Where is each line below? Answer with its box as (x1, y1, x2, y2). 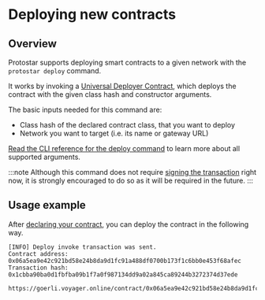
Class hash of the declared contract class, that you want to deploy (19, 120, 235, 129)
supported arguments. (8, 152, 81, 161)
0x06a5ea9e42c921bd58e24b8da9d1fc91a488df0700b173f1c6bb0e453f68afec (8, 257, 242, 265)
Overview (8, 37, 58, 50)
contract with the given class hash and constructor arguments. (8, 90, 212, 99)
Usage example (8, 198, 87, 212)
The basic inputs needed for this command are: (8, 105, 162, 114)
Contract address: (8, 250, 69, 257)
